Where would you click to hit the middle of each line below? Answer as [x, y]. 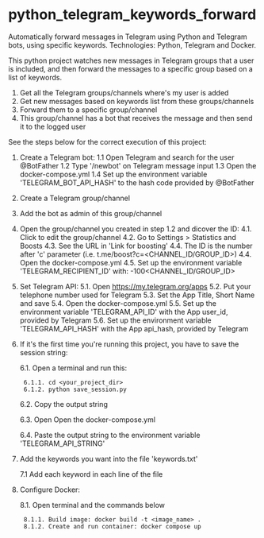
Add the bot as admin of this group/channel [91, 213]
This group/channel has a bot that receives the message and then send [136, 118]
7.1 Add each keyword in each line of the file [91, 474]
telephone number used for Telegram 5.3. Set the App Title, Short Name [137, 295]
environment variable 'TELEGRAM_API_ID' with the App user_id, [124, 312]
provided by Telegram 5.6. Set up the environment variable [115, 320]
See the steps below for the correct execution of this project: [108, 141]
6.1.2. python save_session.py [75, 389]
